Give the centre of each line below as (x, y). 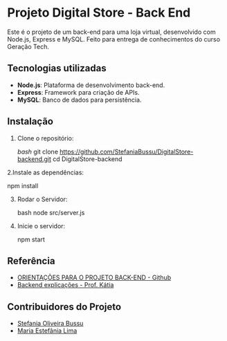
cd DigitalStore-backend (88, 159)
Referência (31, 261)
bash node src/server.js (51, 212)
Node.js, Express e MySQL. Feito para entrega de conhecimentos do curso (113, 39)
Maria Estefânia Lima (47, 331)
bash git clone (38, 151)
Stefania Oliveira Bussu (50, 324)
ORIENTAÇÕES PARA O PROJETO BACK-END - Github (94, 277)
